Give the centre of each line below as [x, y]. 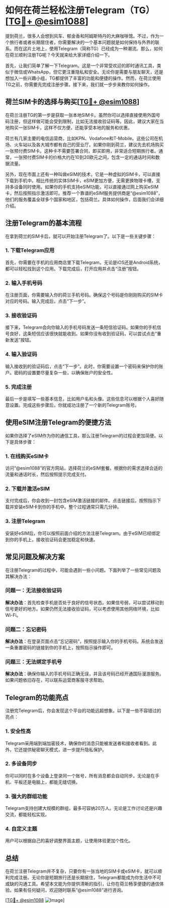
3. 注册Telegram [25, 521]
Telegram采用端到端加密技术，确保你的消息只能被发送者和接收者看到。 [79, 743]
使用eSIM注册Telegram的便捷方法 [58, 423]
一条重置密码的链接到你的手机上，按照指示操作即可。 [60, 647]
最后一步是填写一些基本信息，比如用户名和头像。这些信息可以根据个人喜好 [82, 399]
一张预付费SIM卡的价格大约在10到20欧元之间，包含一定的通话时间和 [85, 157]
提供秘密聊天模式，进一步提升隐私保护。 [64, 749]
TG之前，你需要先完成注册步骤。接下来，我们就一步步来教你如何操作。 [79, 84]
